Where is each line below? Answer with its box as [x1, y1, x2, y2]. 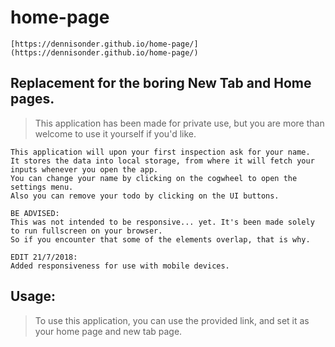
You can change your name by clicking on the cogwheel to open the [10, 173, 298, 183]
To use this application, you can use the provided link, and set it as [34, 314, 310, 326]
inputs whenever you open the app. [10, 164, 159, 175]
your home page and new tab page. [34, 325, 183, 337]
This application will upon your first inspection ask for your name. [10, 147, 311, 157]
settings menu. [10, 182, 74, 192]
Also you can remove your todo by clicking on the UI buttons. [10, 191, 280, 201]
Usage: [10, 288, 57, 305]
